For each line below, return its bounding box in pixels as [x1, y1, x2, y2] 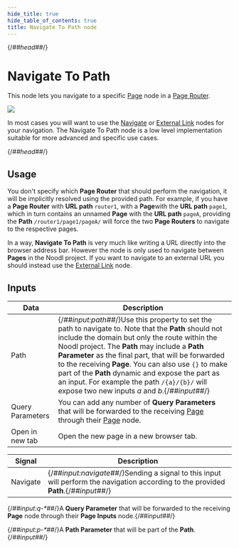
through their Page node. [58, 415, 142, 425]
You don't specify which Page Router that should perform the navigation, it [7, 187, 228, 195]
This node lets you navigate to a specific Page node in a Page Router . [7, 92, 211, 100]
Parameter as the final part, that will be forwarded [58, 350, 225, 360]
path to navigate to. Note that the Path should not [58, 323, 223, 333]
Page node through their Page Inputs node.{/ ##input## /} [7, 511, 176, 520]
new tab [11, 435, 38, 445]
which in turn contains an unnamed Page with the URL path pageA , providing [7, 210, 231, 218]
